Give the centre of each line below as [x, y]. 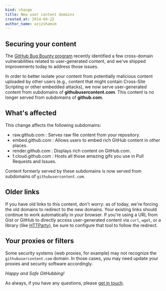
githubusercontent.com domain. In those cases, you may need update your [82, 258]
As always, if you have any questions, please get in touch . [65, 283]
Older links [22, 192]
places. [20, 145]
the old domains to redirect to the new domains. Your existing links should [81, 209]
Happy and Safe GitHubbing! [35, 273]
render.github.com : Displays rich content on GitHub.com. [72, 151]
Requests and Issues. [34, 161]
